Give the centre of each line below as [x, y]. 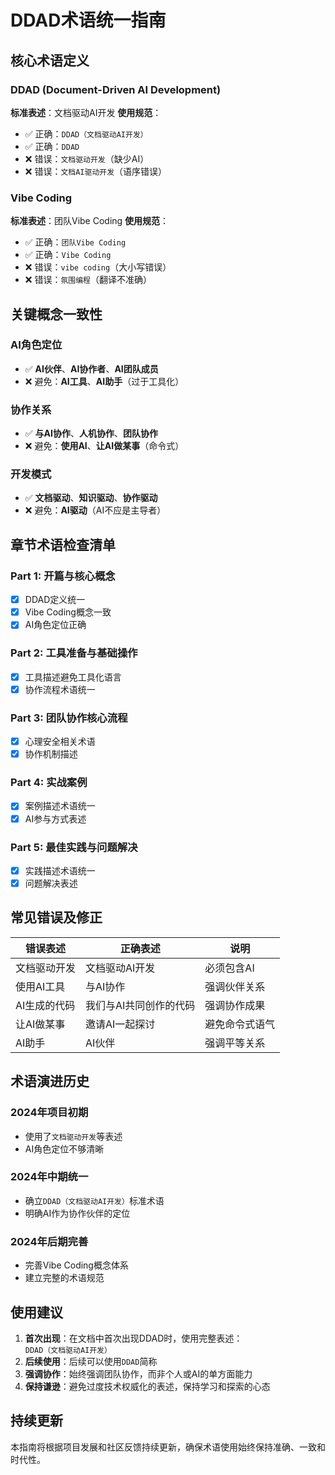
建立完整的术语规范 [64, 1278]
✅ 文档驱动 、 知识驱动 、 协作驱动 [91, 498]
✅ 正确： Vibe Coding [68, 255]
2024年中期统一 [49, 1177]
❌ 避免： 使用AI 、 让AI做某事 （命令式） [104, 446]
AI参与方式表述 [55, 818]
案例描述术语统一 [60, 806]
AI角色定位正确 [55, 625]
